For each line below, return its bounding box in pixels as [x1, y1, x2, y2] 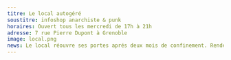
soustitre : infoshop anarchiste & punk [7, 17, 122, 23]
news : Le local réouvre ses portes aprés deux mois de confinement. [7, 42, 208, 49]
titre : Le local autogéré [7, 10, 81, 17]
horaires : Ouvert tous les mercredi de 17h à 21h [7, 23, 153, 30]
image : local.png [7, 36, 57, 43]
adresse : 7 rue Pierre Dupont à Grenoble [7, 29, 128, 37]
